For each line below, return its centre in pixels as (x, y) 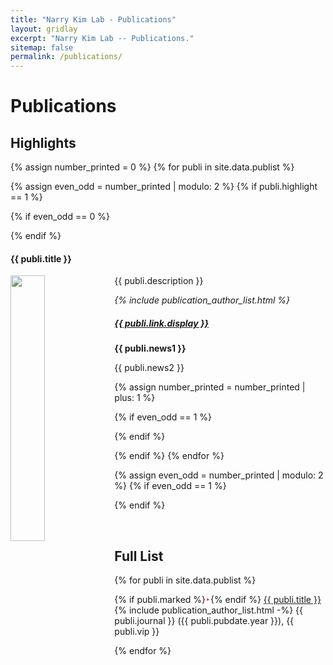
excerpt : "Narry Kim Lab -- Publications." (102, 38)
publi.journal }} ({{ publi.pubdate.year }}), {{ (204, 621)
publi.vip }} (137, 632)
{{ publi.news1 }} (150, 348)
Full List (139, 556)
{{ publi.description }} (159, 281)
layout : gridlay (44, 29)
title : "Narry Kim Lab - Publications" (93, 19)
